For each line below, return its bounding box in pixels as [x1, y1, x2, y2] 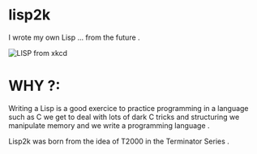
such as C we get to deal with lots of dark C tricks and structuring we [8, 112, 240, 122]
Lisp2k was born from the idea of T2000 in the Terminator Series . [8, 136, 229, 146]
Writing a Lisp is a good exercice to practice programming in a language [8, 103, 249, 113]
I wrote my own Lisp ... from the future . [8, 32, 140, 42]
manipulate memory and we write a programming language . [8, 120, 210, 130]
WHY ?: [8, 77, 61, 95]
